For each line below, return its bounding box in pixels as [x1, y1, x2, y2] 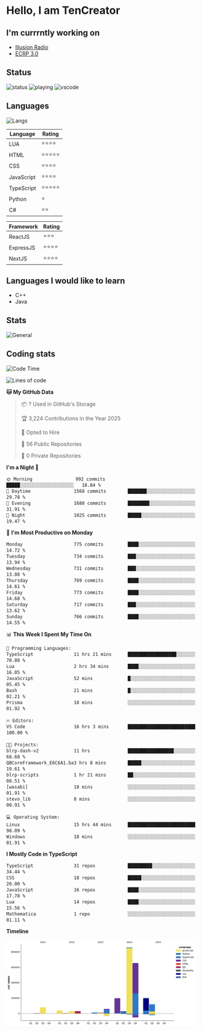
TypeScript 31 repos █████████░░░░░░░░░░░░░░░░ [6, 863, 196, 869]
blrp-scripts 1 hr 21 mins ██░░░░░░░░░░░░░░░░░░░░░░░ [6, 772, 196, 778]
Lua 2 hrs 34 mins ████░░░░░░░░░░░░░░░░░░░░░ [6, 663, 196, 669]
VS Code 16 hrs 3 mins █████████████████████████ [6, 724, 196, 730]
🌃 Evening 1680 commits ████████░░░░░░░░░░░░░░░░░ [6, 500, 196, 506]
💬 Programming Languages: [6, 645, 71, 651]
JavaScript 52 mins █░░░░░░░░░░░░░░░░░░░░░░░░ [6, 675, 196, 681]
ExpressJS [8, 244, 36, 251]
